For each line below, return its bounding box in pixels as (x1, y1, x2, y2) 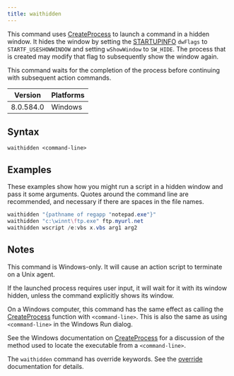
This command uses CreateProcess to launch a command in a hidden (7, 30, 210, 38)
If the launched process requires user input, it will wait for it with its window (7, 284, 228, 292)
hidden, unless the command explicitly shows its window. (7, 291, 175, 300)
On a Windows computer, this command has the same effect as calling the (7, 305, 224, 313)
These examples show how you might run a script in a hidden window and (7, 183, 223, 191)
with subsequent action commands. (7, 73, 112, 82)
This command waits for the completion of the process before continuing (7, 66, 221, 74)
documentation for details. (7, 362, 84, 370)
